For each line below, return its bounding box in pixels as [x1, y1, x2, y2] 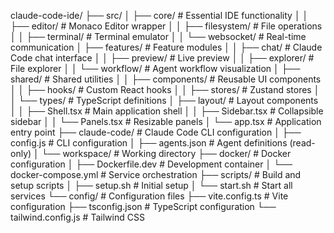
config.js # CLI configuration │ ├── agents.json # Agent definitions [10, 137, 288, 149]
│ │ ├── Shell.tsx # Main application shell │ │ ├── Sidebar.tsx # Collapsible [10, 105, 324, 117]
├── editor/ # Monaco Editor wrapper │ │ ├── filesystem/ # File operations [10, 20, 323, 32]
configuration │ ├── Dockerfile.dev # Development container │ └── [10, 158, 293, 170]
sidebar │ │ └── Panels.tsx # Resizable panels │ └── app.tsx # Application [10, 116, 322, 127]
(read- [289, 137, 316, 149]
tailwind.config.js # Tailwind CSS [10, 211, 145, 223]
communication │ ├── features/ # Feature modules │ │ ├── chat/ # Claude [10, 41, 323, 53]
